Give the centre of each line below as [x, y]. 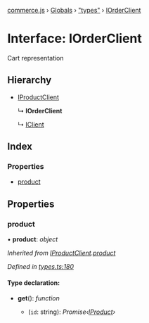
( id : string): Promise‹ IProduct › [72, 312]
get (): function [38, 298]
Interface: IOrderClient [75, 39]
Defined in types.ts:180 [41, 267]
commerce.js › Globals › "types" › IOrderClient [74, 10]
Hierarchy [30, 80]
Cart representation [36, 58]
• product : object [33, 239]
